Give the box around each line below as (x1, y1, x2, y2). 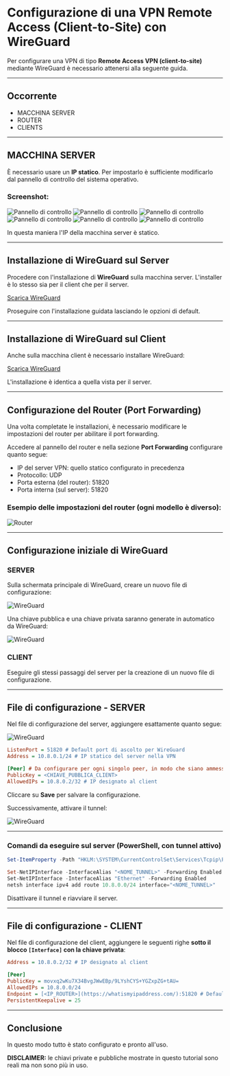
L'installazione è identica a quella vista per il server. (7, 378, 152, 386)
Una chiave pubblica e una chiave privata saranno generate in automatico (7, 615, 215, 623)
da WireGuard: (7, 622, 48, 630)
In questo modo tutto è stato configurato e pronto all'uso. (7, 1040, 168, 1049)
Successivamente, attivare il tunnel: (7, 803, 107, 812)
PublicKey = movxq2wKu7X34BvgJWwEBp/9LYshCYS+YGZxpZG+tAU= (7, 978, 179, 985)
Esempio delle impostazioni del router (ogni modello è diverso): (7, 503, 222, 512)
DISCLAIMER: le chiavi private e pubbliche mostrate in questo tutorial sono (7, 1054, 219, 1062)
